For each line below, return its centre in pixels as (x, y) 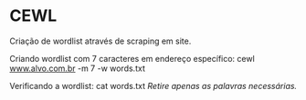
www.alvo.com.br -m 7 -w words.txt (78, 68)
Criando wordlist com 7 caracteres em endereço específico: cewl (132, 58)
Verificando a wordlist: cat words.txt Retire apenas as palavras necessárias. (153, 85)
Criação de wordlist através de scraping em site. (100, 41)
